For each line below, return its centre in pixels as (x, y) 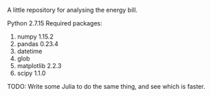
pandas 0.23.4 (37, 44)
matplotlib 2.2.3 (39, 66)
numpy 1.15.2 (35, 36)
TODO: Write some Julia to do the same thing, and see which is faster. (106, 86)
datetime (30, 51)
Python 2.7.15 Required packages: (55, 23)
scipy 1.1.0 (31, 73)
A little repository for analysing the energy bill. (73, 10)
